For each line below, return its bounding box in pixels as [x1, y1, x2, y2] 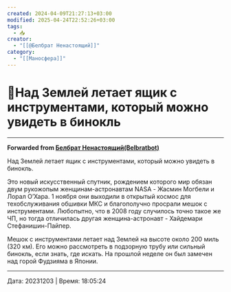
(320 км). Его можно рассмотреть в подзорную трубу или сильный [7, 242, 206, 251]
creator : [7, 36, 32, 43]
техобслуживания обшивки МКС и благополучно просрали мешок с [7, 199, 208, 208]
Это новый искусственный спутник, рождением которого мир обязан [7, 177, 212, 186]
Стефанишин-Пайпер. [7, 222, 71, 230]
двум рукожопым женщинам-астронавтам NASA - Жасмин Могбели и [7, 184, 214, 193]
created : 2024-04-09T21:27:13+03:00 [7, 10, 112, 17]
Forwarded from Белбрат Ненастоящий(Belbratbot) [7, 143, 159, 152]
